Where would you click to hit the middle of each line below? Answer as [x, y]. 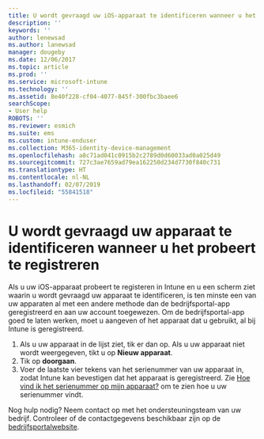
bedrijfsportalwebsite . [44, 426]
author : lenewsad [37, 38]
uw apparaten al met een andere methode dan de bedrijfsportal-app [119, 303]
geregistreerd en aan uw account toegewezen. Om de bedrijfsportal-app [126, 312]
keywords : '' [30, 30]
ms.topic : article [38, 67]
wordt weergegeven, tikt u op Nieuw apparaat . [96, 352]
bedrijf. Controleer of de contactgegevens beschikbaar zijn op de [115, 418]
